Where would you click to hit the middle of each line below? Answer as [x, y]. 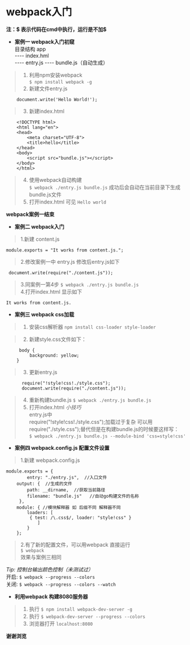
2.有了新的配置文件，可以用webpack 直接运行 [75, 544]
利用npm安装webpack [56, 75]
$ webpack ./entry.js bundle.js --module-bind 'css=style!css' [108, 436]
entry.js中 [41, 414]
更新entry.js [43, 372]
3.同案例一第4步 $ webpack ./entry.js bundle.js [79, 284]
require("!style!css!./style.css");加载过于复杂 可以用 [91, 422]
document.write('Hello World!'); [57, 99]
